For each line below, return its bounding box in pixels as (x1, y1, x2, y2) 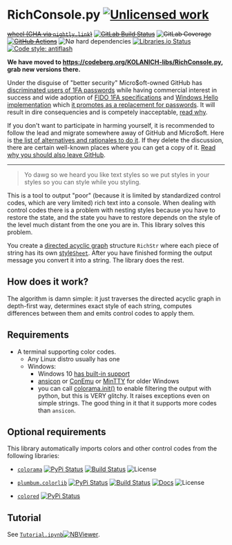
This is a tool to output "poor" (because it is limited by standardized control (7, 191, 221, 200)
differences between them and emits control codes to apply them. (7, 309, 195, 317)
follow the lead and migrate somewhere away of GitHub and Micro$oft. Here (7, 128, 224, 137)
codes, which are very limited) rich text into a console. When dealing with (7, 198, 216, 207)
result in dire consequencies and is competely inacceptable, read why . (7, 108, 209, 116)
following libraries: (7, 452, 60, 460)
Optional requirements (7, 426, 106, 438)
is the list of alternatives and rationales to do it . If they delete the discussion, (7, 135, 224, 144)
